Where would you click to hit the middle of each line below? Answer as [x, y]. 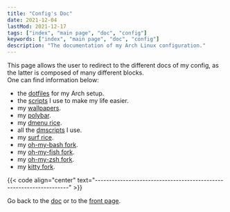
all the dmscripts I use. [50, 130]
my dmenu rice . [39, 123]
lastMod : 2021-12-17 [37, 26]
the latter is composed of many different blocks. [76, 73]
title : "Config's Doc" [40, 13]
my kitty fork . [36, 167]
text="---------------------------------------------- [150, 180]
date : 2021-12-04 [32, 20]
